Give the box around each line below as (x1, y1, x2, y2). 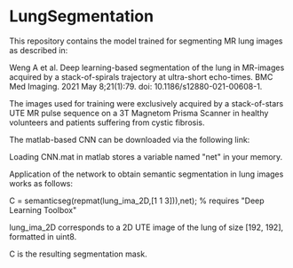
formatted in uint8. (9, 231, 77, 241)
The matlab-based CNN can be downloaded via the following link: (9, 134, 250, 145)
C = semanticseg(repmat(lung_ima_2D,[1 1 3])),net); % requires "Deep (9, 195, 265, 206)
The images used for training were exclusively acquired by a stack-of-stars (9, 98, 284, 108)
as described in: (9, 44, 68, 55)
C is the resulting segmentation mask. (9, 248, 148, 259)
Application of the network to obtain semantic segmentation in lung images (9, 169, 284, 179)
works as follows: (9, 177, 74, 188)
